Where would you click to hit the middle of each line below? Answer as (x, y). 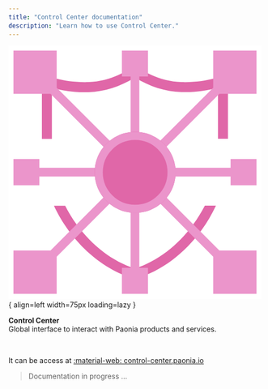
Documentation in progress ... (78, 376)
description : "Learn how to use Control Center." (94, 26)
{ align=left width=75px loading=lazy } (72, 305)
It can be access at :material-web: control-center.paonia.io (106, 360)
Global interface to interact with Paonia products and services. (113, 329)
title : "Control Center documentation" (76, 17)
